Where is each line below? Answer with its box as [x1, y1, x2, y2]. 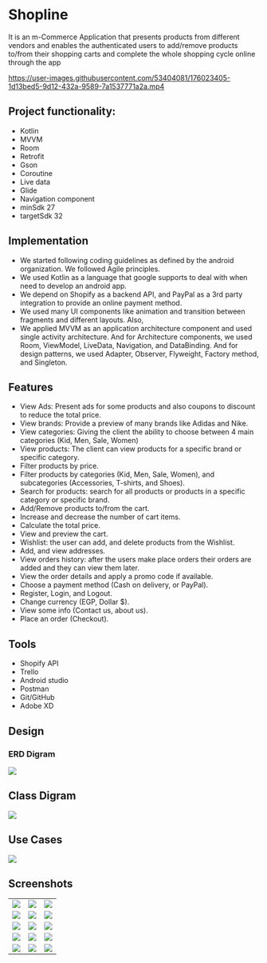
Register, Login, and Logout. [19, 589, 113, 598]
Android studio [19, 676, 69, 685]
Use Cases [8, 833, 63, 847]
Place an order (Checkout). [19, 614, 109, 624]
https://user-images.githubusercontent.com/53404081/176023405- [8, 73, 231, 82]
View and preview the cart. [19, 529, 108, 539]
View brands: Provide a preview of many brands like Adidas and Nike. [19, 418, 249, 429]
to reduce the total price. [19, 410, 101, 420]
